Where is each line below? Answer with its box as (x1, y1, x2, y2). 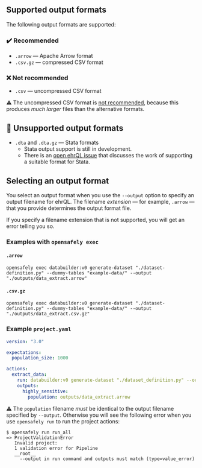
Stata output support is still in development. (23, 145, 132, 153)
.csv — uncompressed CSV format (14, 87, 102, 95)
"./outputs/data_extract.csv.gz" (6, 311, 90, 317)
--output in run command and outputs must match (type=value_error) (19, 455, 195, 462)
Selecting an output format (6, 175, 109, 186)
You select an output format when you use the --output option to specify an (6, 192, 194, 199)
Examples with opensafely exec (6, 238, 99, 246)
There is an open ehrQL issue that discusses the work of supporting (23, 152, 192, 159)
